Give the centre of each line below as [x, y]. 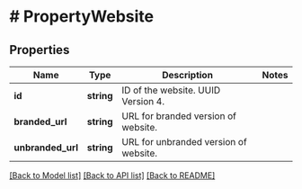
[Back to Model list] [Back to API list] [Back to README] [112, 175]
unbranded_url [46, 148]
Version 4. [143, 101]
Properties [40, 50]
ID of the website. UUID [171, 90]
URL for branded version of [179, 116]
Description [187, 75]
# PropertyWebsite [82, 17]
